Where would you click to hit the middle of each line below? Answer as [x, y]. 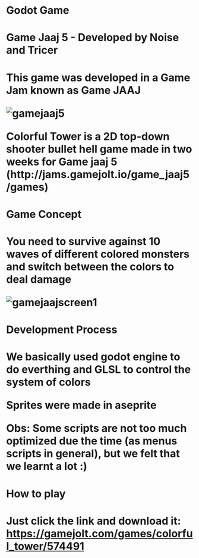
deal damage [39, 279]
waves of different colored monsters [98, 254]
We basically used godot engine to [93, 357]
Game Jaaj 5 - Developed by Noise [93, 38]
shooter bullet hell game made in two [99, 149]
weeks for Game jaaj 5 [62, 162]
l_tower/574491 [45, 546]
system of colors [48, 382]
